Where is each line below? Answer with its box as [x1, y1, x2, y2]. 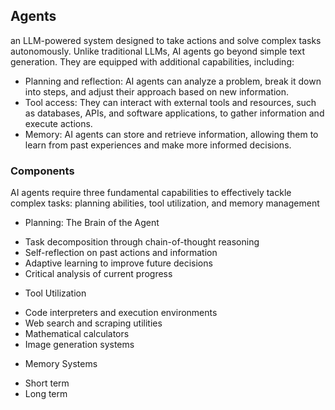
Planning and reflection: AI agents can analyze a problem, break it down [24, 75, 322, 87]
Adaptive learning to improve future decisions [24, 257, 213, 269]
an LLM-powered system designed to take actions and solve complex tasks [10, 34, 322, 46]
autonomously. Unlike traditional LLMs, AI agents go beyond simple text [10, 45, 305, 57]
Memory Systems [24, 358, 98, 370]
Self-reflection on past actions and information [24, 247, 218, 259]
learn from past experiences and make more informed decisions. [24, 139, 292, 151]
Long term [24, 388, 68, 400]
